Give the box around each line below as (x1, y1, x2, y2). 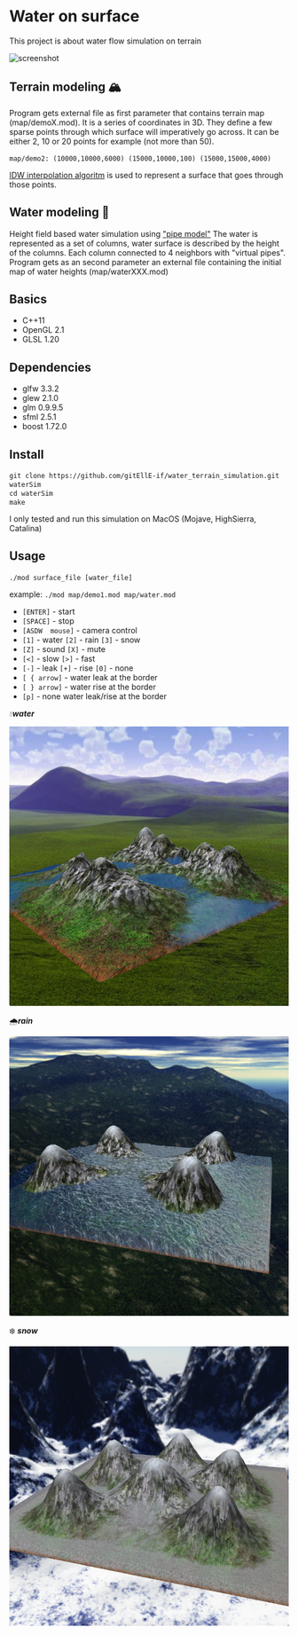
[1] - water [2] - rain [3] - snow (21, 634, 141, 645)
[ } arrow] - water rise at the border (21, 681, 157, 692)
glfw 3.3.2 (21, 383, 59, 394)
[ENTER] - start (21, 606, 75, 617)
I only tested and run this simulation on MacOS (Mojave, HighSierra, (9, 514, 257, 524)
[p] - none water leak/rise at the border (21, 690, 167, 702)
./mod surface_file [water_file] (9, 573, 133, 582)
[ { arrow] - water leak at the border (21, 672, 158, 682)
